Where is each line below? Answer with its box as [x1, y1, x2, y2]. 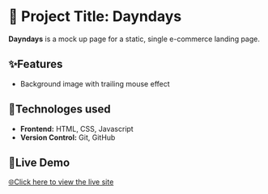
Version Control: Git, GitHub [19, 133, 116, 142]
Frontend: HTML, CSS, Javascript [19, 124, 134, 133]
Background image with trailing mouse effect [19, 78, 170, 88]
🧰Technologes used [8, 103, 111, 116]
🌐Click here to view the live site [8, 177, 114, 187]
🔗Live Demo [8, 155, 70, 169]
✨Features [8, 57, 63, 71]
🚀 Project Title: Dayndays [8, 7, 182, 26]
